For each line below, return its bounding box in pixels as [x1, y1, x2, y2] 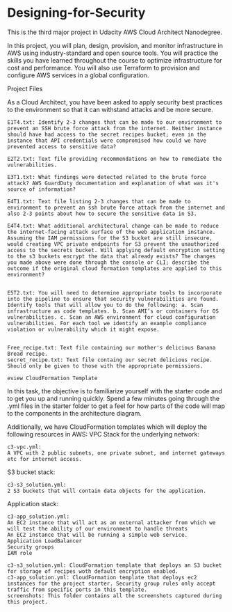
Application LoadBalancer [7, 538, 82, 544]
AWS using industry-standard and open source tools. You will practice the [7, 49, 219, 57]
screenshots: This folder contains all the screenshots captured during [7, 592, 222, 599]
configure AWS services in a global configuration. [7, 71, 149, 79]
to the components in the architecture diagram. [7, 409, 142, 417]
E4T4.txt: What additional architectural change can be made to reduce [7, 222, 219, 229]
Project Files [7, 84, 43, 93]
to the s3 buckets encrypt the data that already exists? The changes [7, 253, 216, 260]
